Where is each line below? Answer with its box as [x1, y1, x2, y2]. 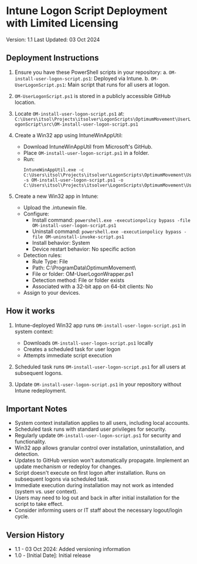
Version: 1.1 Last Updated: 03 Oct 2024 [6, 36, 100, 43]
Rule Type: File [32, 258, 69, 265]
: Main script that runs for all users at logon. [64, 81, 170, 88]
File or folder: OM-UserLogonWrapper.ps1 [32, 270, 134, 277]
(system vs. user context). [14, 488, 78, 495]
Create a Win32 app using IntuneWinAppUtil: [14, 131, 123, 139]
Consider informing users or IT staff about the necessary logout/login [14, 506, 183, 514]
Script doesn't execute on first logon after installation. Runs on [14, 470, 166, 477]
